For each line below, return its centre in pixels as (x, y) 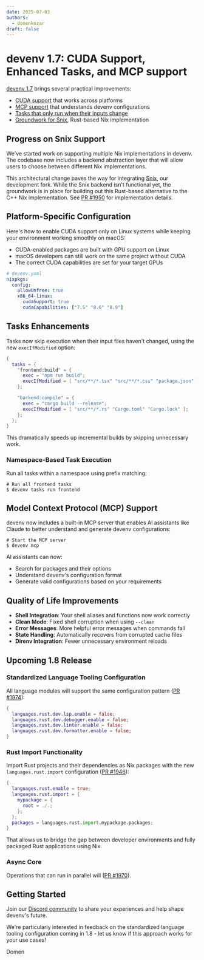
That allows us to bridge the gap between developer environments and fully (101, 840)
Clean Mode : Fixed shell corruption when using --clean (85, 622)
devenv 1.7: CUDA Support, (76, 59)
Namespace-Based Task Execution (59, 460)
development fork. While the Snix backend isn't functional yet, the (89, 185)
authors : (17, 18)
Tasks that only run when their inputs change (72, 114)
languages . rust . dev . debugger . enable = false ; (70, 720)
